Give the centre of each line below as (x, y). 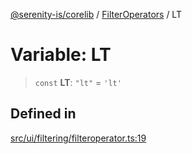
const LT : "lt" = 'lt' (78, 82)
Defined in (43, 114)
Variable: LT (61, 55)
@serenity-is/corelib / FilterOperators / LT (96, 14)
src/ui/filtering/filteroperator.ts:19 (78, 138)
